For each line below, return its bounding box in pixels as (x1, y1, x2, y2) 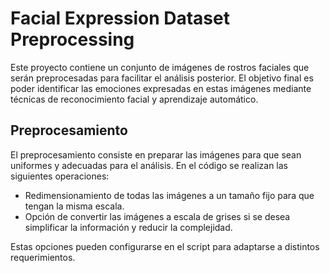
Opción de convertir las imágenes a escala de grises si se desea (24, 210, 291, 222)
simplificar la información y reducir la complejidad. (24, 221, 233, 233)
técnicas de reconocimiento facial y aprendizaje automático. (10, 93, 259, 105)
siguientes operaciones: (10, 170, 110, 182)
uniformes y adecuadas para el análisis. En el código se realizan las (10, 159, 288, 171)
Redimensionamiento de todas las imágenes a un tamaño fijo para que (24, 189, 315, 201)
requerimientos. (10, 251, 76, 263)
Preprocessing (10, 28, 135, 51)
